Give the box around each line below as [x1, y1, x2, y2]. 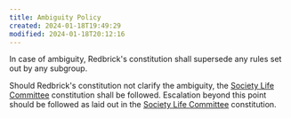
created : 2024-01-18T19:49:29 [9, 21, 122, 30]
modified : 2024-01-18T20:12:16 [9, 29, 125, 38]
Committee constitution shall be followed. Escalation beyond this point [9, 90, 267, 100]
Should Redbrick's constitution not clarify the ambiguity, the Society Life [9, 81, 274, 91]
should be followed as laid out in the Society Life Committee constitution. [9, 99, 278, 110]
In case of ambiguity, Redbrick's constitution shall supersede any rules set [9, 54, 282, 65]
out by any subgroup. [9, 63, 88, 74]
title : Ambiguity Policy [9, 12, 101, 22]
